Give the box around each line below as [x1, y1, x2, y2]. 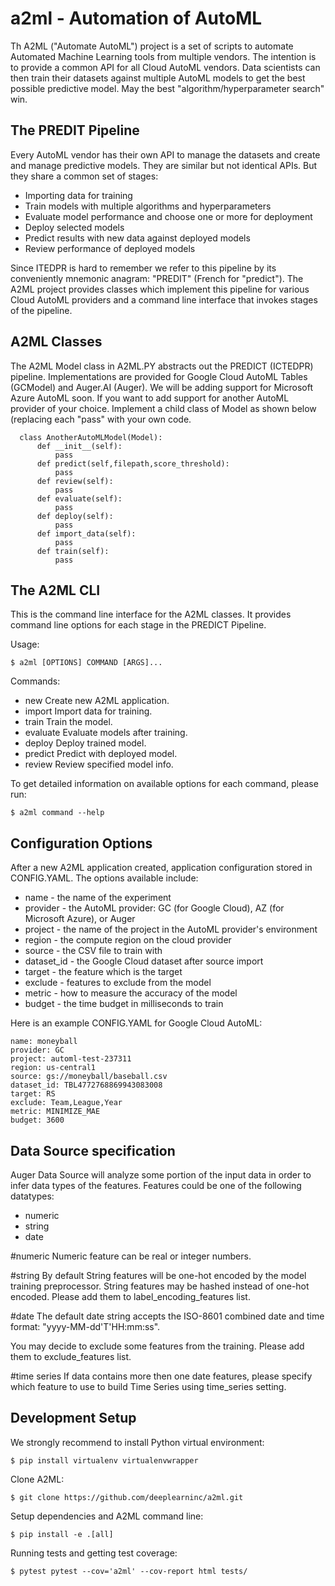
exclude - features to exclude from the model [24, 977, 212, 989]
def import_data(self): [36, 528, 137, 539]
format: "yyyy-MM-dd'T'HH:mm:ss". [10, 1321, 161, 1332]
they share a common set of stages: [10, 170, 159, 182]
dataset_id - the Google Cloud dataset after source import [24, 955, 264, 967]
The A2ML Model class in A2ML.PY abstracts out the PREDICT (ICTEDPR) [10, 360, 314, 372]
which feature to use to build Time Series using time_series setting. [10, 1381, 287, 1392]
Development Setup [10, 1410, 137, 1427]
